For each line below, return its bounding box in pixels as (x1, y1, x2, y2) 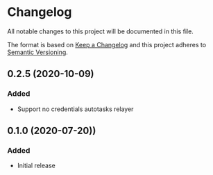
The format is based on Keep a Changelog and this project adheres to (7, 40, 207, 49)
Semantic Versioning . (7, 48, 68, 56)
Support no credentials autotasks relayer (17, 105, 134, 113)
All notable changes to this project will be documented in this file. (7, 27, 194, 35)
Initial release (17, 161, 56, 170)
